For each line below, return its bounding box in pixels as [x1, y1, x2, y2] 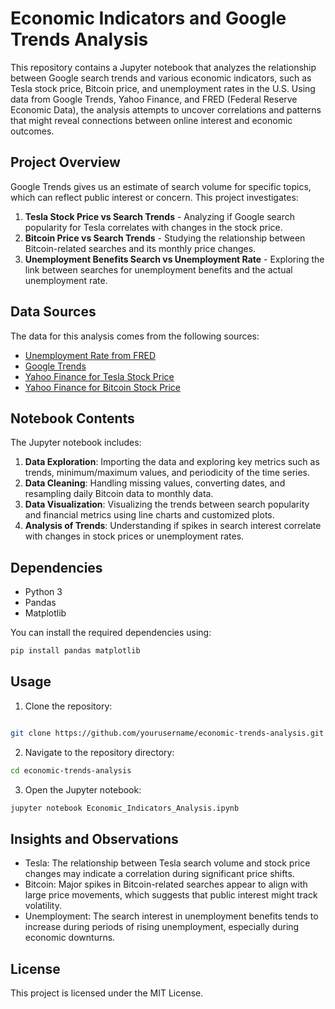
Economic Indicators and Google [10, 7, 287, 30]
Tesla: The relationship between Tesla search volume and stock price [24, 857, 311, 869]
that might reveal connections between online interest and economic [10, 114, 293, 126]
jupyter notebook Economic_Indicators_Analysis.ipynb [10, 803, 240, 813]
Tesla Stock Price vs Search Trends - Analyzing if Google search [24, 210, 296, 222]
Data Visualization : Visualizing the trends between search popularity [24, 498, 310, 511]
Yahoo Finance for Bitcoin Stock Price [24, 381, 182, 393]
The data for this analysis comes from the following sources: [10, 330, 260, 342]
